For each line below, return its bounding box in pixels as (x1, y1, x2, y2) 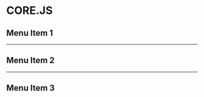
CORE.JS (6, 4, 53, 18)
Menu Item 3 (6, 83, 55, 93)
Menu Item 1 (6, 28, 53, 38)
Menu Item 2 (6, 55, 55, 65)
